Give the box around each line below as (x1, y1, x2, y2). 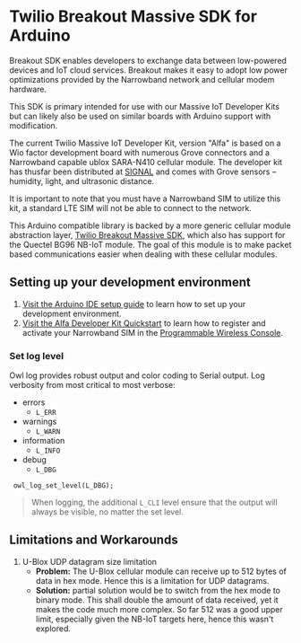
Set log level (9, 349, 64, 362)
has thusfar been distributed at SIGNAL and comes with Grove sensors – (9, 166, 277, 177)
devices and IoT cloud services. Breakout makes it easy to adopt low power (9, 65, 288, 75)
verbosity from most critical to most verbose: (9, 380, 176, 391)
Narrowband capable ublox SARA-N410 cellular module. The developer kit (9, 156, 283, 167)
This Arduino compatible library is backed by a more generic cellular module (9, 220, 291, 231)
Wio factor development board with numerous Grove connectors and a (9, 146, 271, 158)
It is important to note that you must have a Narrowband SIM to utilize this (9, 193, 281, 204)
